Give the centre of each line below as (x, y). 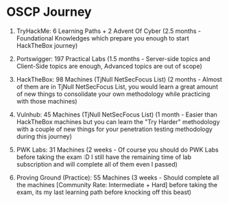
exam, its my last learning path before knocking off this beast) (104, 192)
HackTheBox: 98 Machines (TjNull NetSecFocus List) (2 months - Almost (119, 79)
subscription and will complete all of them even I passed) (97, 164)
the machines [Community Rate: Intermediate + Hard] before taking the (117, 184)
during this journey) (44, 136)
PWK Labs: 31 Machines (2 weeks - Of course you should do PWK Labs (117, 150)
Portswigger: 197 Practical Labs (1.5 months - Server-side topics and (113, 58)
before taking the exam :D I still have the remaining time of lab (104, 157)
